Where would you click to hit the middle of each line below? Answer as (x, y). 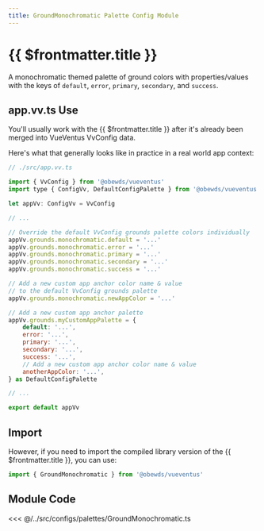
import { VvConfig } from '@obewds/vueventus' (86, 182)
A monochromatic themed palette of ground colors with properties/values (128, 77)
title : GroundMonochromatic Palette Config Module (94, 15)
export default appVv (44, 408)
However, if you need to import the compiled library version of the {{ (120, 451)
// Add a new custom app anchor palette (76, 313)
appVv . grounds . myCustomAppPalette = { (72, 320)
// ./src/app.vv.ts (40, 167)
